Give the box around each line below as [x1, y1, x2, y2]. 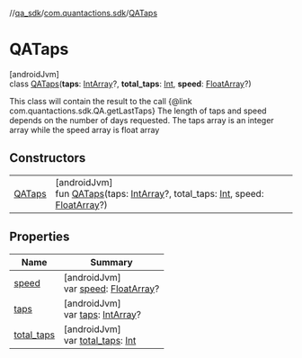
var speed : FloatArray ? [63, 282, 160, 295]
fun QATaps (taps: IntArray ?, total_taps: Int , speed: [55, 187, 264, 200]
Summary [90, 255, 133, 268]
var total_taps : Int [63, 334, 137, 346]
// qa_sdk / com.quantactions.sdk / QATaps [9, 8, 158, 18]
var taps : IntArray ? [63, 308, 142, 320]
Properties [9, 229, 70, 245]
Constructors [9, 150, 86, 166]
